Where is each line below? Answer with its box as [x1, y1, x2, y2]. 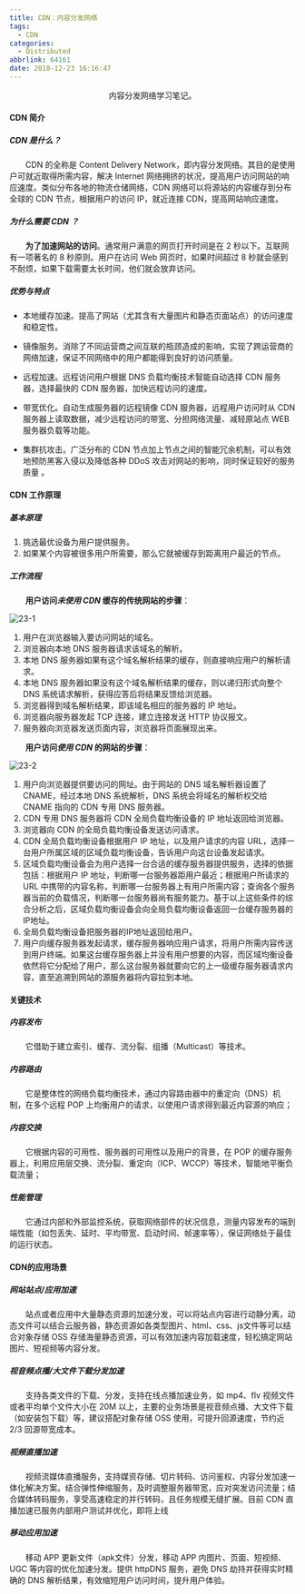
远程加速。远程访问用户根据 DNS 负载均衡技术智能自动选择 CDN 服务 [22, 371, 281, 382]
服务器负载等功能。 [22, 425, 95, 436]
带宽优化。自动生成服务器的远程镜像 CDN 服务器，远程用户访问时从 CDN [22, 402, 296, 413]
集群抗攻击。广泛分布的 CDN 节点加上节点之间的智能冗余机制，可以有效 [22, 444, 292, 455]
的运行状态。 [9, 1239, 57, 1250]
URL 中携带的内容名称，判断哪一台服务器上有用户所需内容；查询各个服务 [22, 881, 296, 891]
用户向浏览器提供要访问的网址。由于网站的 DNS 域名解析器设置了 [22, 778, 268, 790]
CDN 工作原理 [9, 489, 62, 500]
